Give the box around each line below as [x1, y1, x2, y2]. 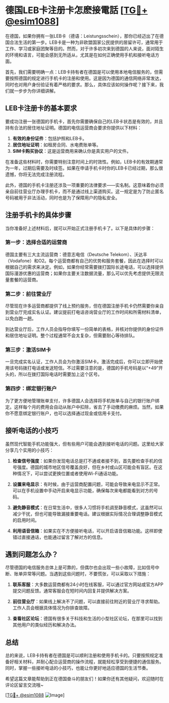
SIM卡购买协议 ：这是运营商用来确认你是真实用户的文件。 [12, 148, 131, 154]
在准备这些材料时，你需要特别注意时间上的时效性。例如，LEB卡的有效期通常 [5, 158, 163, 164]
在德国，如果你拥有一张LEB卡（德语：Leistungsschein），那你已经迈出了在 [5, 33, 159, 39]
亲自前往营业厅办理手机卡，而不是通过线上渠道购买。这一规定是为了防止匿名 [5, 188, 164, 194]
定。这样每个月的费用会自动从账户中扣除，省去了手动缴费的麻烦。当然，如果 [5, 404, 164, 410]
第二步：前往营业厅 [5, 290, 52, 298]
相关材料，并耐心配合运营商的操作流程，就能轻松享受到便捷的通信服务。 [14, 659, 164, 665]
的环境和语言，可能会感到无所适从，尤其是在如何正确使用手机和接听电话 [5, 51, 155, 58]
